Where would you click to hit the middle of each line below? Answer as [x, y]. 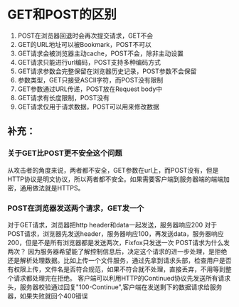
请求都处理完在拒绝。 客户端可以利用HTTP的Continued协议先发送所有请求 [122, 278]
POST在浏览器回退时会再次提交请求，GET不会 [85, 36]
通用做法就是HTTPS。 [52, 188]
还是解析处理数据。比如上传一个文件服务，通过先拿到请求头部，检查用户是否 [119, 260]
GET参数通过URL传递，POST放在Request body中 [90, 89]
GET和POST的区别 [62, 15]
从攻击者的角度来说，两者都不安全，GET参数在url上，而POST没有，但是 [113, 170]
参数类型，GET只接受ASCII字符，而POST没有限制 [90, 80]
